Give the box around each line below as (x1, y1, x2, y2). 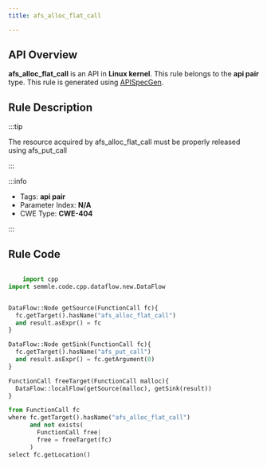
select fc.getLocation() (8, 450, 91, 458)
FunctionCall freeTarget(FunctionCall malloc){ (8, 377, 170, 385)
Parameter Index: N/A (19, 200, 92, 210)
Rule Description (8, 100, 93, 114)
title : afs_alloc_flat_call (8, 11, 102, 20)
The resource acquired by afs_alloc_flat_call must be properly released (8, 137, 241, 147)
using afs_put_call (8, 146, 68, 155)
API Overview (8, 49, 78, 62)
